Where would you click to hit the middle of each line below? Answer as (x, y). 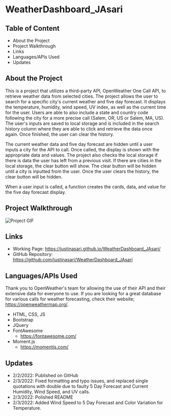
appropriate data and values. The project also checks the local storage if (82, 155)
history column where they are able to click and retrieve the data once (79, 128)
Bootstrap (23, 320)
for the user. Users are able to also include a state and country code (77, 112)
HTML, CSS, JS (29, 314)
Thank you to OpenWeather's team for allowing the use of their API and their (86, 288)
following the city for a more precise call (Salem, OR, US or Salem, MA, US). (85, 118)
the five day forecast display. (36, 192)
